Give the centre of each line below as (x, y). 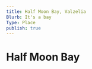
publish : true (24, 28)
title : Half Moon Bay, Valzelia (46, 11)
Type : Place (21, 22)
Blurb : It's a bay (29, 17)
